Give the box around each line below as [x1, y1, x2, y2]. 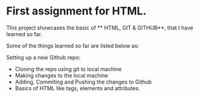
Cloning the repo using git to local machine [14, 65, 122, 73]
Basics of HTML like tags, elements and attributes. [14, 84, 141, 91]
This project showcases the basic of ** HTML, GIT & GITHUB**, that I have [6, 24, 194, 31]
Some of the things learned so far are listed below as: [6, 42, 139, 49]
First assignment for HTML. [6, 4, 147, 18]
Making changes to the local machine [14, 72, 109, 79]
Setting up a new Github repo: [6, 54, 81, 61]
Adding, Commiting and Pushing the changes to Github [14, 78, 152, 85]
